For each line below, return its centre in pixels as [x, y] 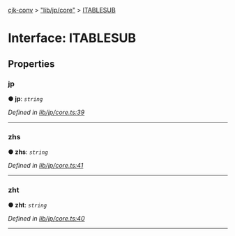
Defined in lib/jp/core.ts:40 [46, 219]
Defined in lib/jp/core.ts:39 [46, 112]
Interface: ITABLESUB [72, 38]
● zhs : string [28, 152]
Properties [31, 64]
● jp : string [25, 99]
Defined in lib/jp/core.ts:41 [46, 166]
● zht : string [28, 205]
